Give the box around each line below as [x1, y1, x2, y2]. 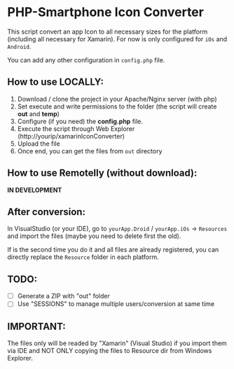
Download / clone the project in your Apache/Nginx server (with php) [17, 95, 217, 103]
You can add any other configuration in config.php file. [7, 55, 165, 64]
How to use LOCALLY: [7, 76, 104, 88]
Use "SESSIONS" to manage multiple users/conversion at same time [17, 300, 215, 308]
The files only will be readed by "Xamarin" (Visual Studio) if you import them [7, 339, 228, 347]
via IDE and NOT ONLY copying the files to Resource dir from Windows [7, 347, 212, 355]
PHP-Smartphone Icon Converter [7, 4, 205, 20]
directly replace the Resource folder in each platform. [7, 253, 159, 261]
